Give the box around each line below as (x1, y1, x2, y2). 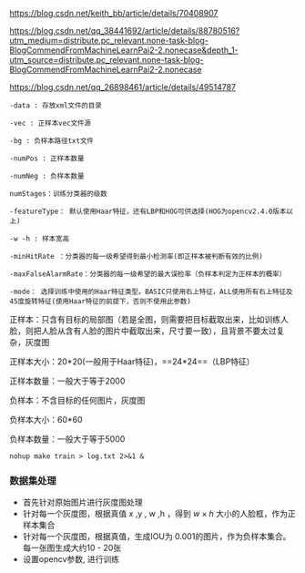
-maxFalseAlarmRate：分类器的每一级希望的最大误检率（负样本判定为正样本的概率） (9, 270, 287, 279)
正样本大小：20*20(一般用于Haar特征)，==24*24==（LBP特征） (9, 356, 255, 367)
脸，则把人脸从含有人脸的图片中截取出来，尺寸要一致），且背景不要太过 (9, 325, 277, 336)
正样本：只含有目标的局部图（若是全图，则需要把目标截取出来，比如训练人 (9, 314, 289, 324)
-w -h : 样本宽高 (9, 234, 70, 243)
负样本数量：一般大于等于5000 (9, 434, 126, 445)
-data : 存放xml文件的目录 (9, 101, 102, 110)
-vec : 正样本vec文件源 (9, 118, 91, 128)
